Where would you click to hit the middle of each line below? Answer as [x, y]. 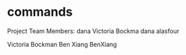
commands [40, 12]
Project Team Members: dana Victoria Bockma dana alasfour [93, 31]
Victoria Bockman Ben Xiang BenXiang [62, 44]
